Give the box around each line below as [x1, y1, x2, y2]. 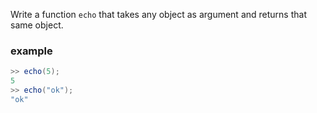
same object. [10, 19, 64, 31]
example [10, 44, 53, 58]
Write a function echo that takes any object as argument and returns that [10, 9, 307, 20]
